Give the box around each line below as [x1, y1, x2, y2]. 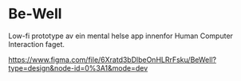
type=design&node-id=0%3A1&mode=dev [8, 63, 148, 72]
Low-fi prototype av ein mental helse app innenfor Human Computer [8, 31, 234, 40]
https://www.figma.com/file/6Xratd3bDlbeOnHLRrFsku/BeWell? [8, 55, 217, 64]
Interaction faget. [8, 39, 65, 48]
